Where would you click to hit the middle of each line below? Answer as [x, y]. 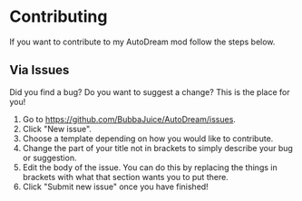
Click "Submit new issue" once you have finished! [115, 187]
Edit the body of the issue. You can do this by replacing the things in [150, 167]
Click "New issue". [57, 129]
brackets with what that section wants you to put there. [125, 177]
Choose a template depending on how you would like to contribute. [148, 139]
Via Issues [39, 70]
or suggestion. [49, 158]
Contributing [58, 17]
